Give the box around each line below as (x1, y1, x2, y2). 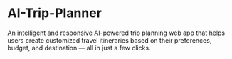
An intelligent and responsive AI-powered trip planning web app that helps (7, 28, 226, 37)
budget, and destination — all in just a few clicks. (7, 43, 151, 52)
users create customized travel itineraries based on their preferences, (7, 36, 212, 44)
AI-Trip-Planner (7, 5, 102, 21)
